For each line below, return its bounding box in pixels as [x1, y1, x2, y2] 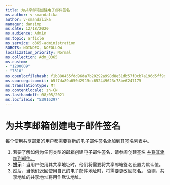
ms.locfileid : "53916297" [5, 97, 60, 102]
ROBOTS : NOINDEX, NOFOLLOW [5, 45, 62, 50]
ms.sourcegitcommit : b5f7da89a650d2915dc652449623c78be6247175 [5, 78, 142, 83]
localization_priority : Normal [5, 50, 71, 55]
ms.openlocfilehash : [5, 73, 49, 79]
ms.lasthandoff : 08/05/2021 [5, 92, 65, 97]
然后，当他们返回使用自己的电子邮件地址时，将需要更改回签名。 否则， [12, 168, 160, 174]
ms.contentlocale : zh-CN [5, 87, 58, 93]
